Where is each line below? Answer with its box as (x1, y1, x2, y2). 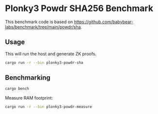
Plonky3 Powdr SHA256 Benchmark (5, 3, 154, 14)
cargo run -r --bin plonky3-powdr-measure (5, 104, 92, 109)
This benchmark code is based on (5, 19, 73, 25)
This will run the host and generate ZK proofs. (5, 51, 97, 57)
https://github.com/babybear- (74, 19, 134, 25)
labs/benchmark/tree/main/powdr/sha (5, 24, 81, 29)
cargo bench (5, 86, 29, 91)
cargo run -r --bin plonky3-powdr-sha (5, 60, 83, 65)
